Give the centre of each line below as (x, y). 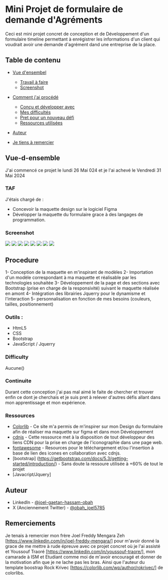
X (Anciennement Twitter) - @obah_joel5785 (59, 507)
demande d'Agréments (54, 20)
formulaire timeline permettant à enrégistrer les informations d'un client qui (83, 39)
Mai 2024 (15, 175)
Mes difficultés (35, 112)
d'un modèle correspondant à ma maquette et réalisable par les (71, 277)
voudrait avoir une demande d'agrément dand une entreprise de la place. (81, 44)
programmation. (29, 220)
